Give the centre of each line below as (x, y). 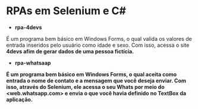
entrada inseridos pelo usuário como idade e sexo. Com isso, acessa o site (98, 45)
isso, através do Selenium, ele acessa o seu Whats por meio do (85, 86)
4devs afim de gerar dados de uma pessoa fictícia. (70, 51)
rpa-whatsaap (33, 63)
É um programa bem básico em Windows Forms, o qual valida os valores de (99, 39)
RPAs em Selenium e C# (66, 11)
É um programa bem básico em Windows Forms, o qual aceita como (92, 74)
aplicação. (19, 100)
